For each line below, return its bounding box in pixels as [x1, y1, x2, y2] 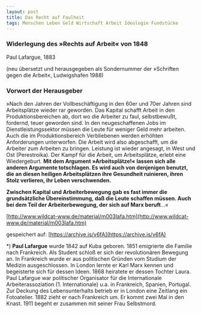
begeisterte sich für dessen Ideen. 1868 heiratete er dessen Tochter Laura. [6, 268, 191, 275]
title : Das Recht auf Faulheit [6, 14, 85, 20]
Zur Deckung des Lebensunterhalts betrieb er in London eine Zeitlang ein [6, 287, 188, 294]
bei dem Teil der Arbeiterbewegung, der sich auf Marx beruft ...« [6, 201, 169, 208]
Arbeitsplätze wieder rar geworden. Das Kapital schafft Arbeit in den [6, 106, 175, 114]
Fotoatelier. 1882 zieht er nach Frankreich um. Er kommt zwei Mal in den [6, 293, 184, 300]
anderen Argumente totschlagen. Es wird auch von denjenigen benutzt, [6, 163, 188, 171]
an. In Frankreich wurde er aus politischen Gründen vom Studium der [6, 255, 177, 262]
